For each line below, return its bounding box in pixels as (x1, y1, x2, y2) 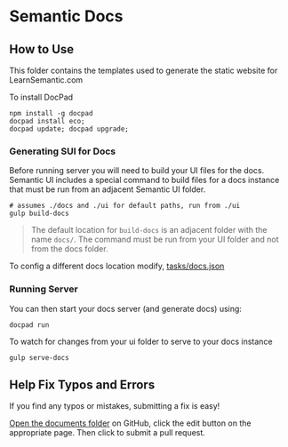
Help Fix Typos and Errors (9, 377, 156, 392)
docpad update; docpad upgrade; (9, 124, 129, 133)
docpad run (9, 320, 50, 330)
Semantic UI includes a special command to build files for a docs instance (9, 175, 280, 186)
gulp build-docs (9, 209, 69, 219)
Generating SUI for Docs (9, 145, 116, 157)
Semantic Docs (9, 6, 124, 27)
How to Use (9, 42, 75, 57)
